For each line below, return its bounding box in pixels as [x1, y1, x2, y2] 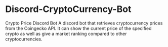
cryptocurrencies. [5, 36, 43, 42]
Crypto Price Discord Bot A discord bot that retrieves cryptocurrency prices [5, 20, 163, 26]
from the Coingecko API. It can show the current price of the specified [5, 25, 152, 31]
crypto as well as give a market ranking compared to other [5, 30, 127, 36]
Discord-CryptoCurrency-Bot [5, 3, 132, 15]
